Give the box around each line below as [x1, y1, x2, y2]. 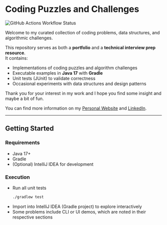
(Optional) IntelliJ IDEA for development [12, 161, 93, 167]
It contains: [5, 55, 28, 61]
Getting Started [5, 124, 54, 133]
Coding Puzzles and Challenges [5, 3, 139, 15]
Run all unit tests [12, 185, 47, 191]
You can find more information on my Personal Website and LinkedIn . [5, 105, 147, 111]
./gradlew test [12, 194, 44, 200]
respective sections [12, 214, 53, 220]
